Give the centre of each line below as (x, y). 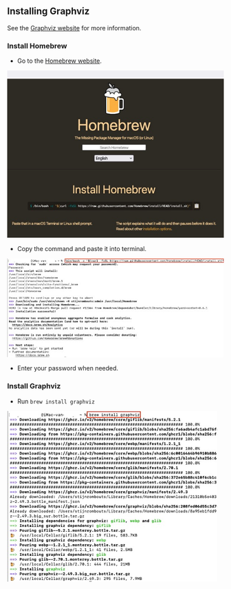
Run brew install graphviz (56, 401)
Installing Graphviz (48, 11)
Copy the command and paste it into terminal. (81, 248)
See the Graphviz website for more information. (74, 28)
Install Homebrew (37, 46)
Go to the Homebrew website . (59, 61)
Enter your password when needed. (68, 368)
